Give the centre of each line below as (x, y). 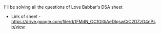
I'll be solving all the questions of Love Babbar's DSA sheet (63, 7)
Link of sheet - (26, 16)
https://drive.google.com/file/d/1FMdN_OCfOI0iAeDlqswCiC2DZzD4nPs (83, 22)
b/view (18, 27)
